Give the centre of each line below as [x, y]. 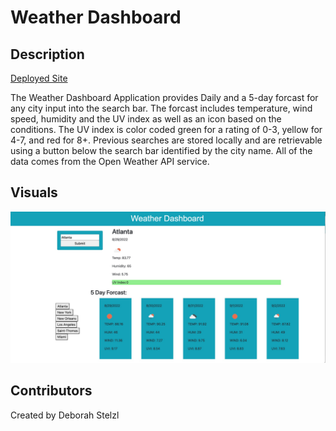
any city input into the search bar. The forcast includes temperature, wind [161, 108]
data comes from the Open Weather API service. [110, 161]
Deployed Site [39, 78]
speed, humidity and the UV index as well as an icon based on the [146, 119]
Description [47, 54]
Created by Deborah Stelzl [65, 415]
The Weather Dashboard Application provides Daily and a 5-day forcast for [164, 97]
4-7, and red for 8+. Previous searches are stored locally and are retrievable [166, 140]
